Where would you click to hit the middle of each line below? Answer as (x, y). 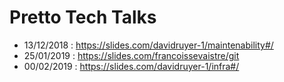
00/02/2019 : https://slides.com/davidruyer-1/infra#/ (131, 66)
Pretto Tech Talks (83, 17)
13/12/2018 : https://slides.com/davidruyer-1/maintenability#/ (148, 45)
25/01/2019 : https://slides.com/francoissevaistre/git (131, 55)
